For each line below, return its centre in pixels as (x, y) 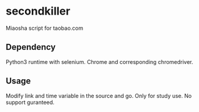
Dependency (31, 47)
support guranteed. (30, 102)
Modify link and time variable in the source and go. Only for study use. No (99, 96)
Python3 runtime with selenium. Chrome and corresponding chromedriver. (99, 61)
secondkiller (38, 11)
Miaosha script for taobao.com (44, 28)
